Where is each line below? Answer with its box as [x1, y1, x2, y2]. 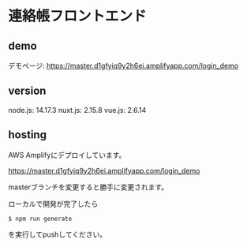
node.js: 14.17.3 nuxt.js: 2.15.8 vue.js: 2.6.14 [8, 105, 147, 114]
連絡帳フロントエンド [8, 7, 148, 25]
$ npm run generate [8, 215, 73, 223]
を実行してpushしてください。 [8, 230, 107, 239]
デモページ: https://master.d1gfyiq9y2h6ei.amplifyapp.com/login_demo [8, 61, 239, 70]
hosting [8, 128, 47, 142]
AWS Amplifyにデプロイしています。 [8, 150, 126, 159]
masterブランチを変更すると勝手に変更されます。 [8, 182, 168, 192]
